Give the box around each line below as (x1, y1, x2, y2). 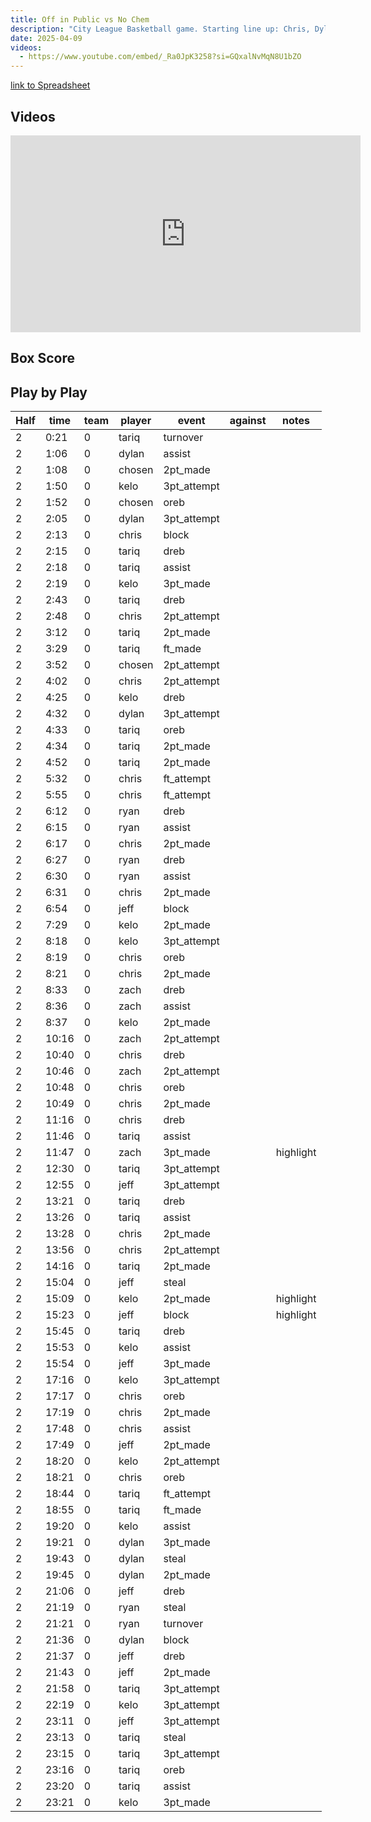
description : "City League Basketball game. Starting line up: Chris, (10, 24, 311, 34)
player (120, 414, 152, 428)
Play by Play (10, 384, 88, 401)
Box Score (10, 350, 76, 367)
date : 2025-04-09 (10, 33, 83, 43)
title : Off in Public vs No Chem (10, 14, 150, 25)
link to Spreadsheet (10, 79, 91, 91)
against (229, 414, 267, 428)
